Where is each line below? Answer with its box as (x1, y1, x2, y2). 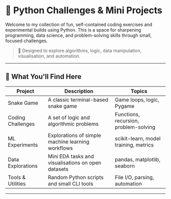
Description (64, 88, 94, 95)
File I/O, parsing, (115, 174, 154, 181)
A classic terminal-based (47, 96, 108, 103)
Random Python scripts (47, 174, 104, 181)
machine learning (47, 138, 90, 145)
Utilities (8, 180, 26, 187)
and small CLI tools (47, 180, 93, 187)
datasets (47, 165, 69, 173)
